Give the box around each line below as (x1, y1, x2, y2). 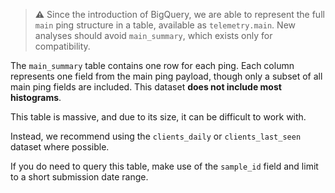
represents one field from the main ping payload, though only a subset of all (10, 70, 323, 82)
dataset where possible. (10, 141, 110, 153)
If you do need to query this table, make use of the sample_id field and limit (10, 160, 319, 172)
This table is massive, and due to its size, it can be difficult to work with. (10, 111, 307, 123)
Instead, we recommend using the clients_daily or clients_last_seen (10, 130, 302, 142)
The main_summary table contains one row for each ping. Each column (10, 60, 295, 71)
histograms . (10, 92, 62, 103)
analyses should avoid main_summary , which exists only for (34, 30, 273, 41)
